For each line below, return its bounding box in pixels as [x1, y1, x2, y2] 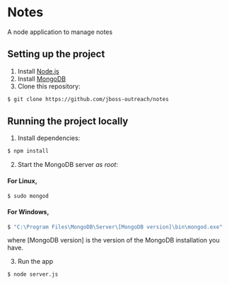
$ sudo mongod [7, 192, 49, 199]
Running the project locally [7, 115, 129, 127]
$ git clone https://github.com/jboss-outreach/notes [7, 95, 170, 103]
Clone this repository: [17, 82, 81, 91]
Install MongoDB [17, 74, 66, 83]
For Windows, [7, 207, 49, 216]
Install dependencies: [17, 134, 81, 142]
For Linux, [7, 176, 37, 185]
